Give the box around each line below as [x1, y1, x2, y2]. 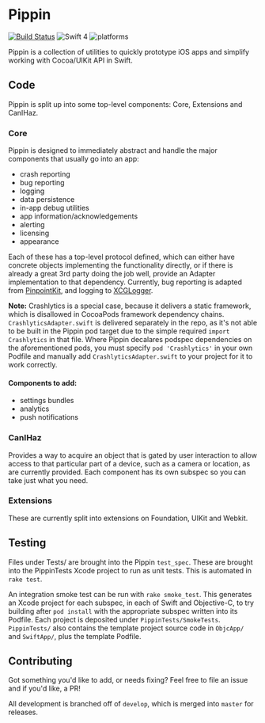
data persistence [19, 195, 75, 204]
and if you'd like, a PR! [8, 683, 81, 694]
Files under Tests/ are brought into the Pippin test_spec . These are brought [8, 557, 253, 567]
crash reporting [19, 169, 71, 179]
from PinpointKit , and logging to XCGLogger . [8, 286, 153, 295]
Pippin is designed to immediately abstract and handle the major [8, 146, 218, 155]
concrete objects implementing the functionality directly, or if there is [8, 261, 233, 270]
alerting [19, 220, 45, 230]
